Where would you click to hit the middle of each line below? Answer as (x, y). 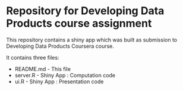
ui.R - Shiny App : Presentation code (59, 82)
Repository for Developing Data (85, 11)
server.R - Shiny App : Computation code (65, 75)
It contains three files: (33, 57)
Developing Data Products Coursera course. (60, 46)
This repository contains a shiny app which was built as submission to (91, 40)
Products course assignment (79, 23)
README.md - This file (43, 69)
